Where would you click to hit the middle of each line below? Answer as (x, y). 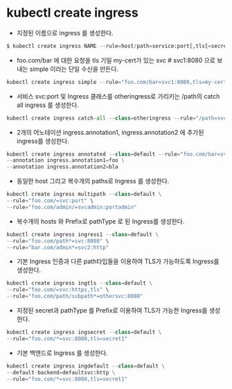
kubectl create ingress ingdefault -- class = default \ (86, 366)
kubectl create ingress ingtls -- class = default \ (80, 283)
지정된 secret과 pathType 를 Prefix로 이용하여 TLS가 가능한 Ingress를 (112, 311)
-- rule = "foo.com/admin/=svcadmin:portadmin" (72, 207)
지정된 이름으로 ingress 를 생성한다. (65, 33)
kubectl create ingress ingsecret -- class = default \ (84, 332)
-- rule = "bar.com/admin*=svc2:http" (58, 247)
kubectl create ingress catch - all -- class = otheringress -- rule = (101, 118)
